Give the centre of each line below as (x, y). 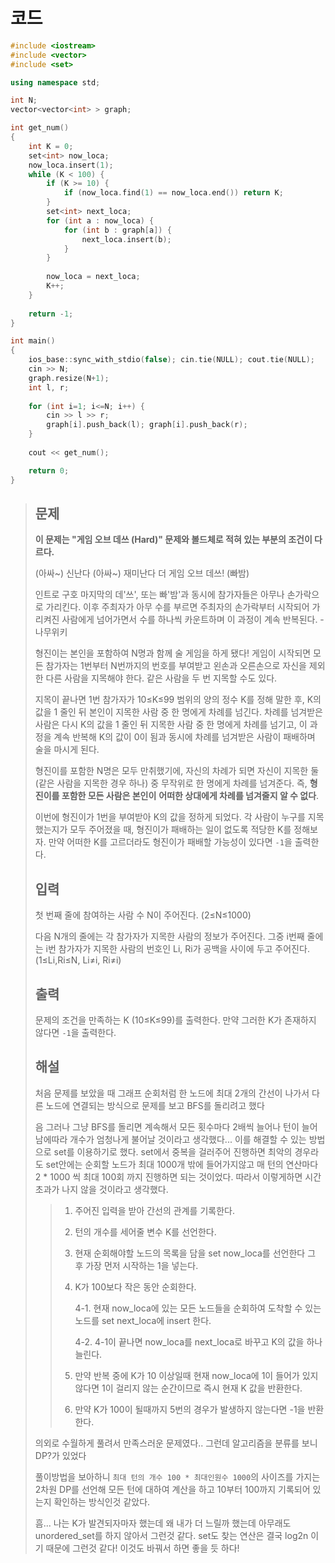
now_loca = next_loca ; (93, 277)
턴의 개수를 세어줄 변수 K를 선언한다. (145, 1231)
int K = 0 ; (51, 146)
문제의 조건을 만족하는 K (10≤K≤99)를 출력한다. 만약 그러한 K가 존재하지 (175, 1020)
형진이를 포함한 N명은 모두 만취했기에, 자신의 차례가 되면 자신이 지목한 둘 (177, 771)
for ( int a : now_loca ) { (100, 220)
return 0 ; (49, 470)
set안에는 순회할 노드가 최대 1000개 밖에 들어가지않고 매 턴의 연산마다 (182, 1164)
